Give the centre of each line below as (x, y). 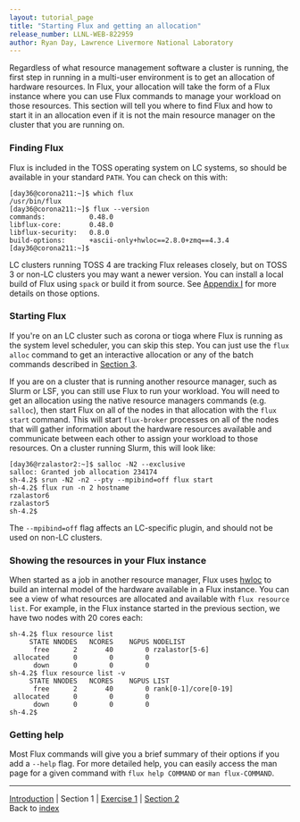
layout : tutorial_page (51, 17)
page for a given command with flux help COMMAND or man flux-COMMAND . (142, 773)
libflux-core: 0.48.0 (62, 224)
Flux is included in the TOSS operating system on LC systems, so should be (148, 167)
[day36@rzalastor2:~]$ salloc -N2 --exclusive (97, 464)
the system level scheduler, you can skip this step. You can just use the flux (150, 345)
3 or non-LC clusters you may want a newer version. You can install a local (146, 274)
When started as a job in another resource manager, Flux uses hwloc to (141, 580)
